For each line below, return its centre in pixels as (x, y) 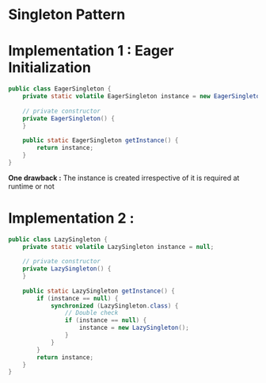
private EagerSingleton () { (68, 118)
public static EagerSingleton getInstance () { (101, 140)
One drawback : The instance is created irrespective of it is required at (124, 178)
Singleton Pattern (67, 15)
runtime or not (32, 186)
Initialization (49, 68)
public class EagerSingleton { (60, 89)
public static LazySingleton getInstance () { (99, 291)
